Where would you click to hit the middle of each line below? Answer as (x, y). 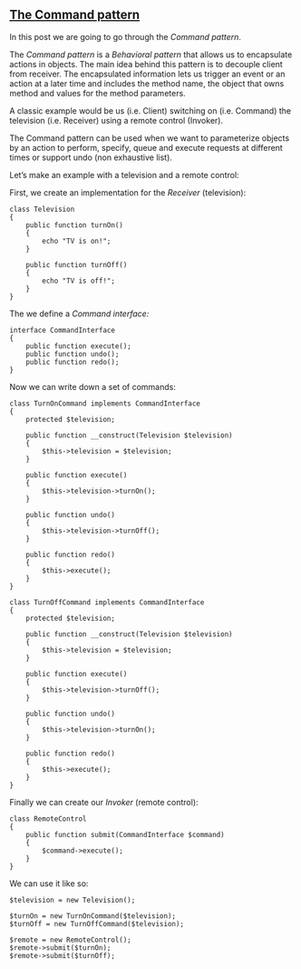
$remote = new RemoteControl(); (70, 940)
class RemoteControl (49, 819)
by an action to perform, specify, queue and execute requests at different (146, 147)
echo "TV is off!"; (79, 281)
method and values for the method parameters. (97, 93)
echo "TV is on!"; (77, 241)
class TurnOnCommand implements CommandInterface (105, 404)
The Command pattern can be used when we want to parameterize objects (150, 138)
